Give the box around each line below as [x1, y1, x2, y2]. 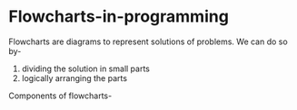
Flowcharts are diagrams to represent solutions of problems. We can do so [8, 36, 288, 47]
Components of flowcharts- [8, 90, 113, 101]
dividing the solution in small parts [21, 63, 151, 74]
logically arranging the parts [21, 72, 128, 83]
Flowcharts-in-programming [8, 6, 229, 27]
